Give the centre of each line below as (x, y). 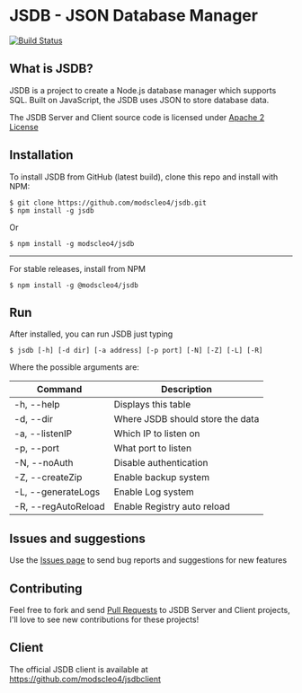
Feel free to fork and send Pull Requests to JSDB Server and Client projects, (150, 610)
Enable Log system (154, 492)
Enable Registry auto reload (172, 506)
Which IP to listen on (157, 434)
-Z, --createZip (48, 478)
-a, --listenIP (43, 434)
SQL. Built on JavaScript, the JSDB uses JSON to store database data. (139, 100)
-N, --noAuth (44, 463)
